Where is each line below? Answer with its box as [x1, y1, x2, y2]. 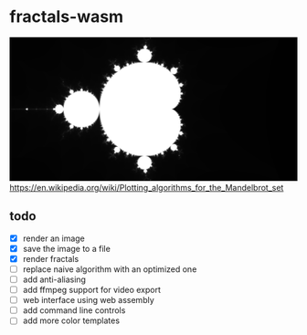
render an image [22, 233, 85, 244]
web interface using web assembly [22, 295, 155, 306]
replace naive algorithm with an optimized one [22, 263, 197, 275]
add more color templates [22, 315, 121, 326]
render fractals [22, 253, 79, 264]
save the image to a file [22, 243, 111, 254]
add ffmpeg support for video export [22, 285, 162, 296]
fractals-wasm [9, 6, 124, 27]
